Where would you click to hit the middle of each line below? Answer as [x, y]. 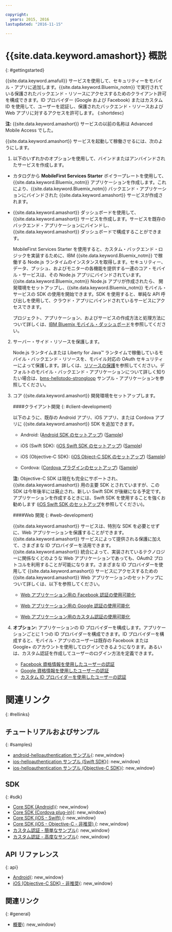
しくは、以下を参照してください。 [66, 584]
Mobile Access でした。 [31, 130]
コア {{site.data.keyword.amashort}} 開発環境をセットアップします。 [85, 396]
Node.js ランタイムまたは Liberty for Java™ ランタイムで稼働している [86, 353]
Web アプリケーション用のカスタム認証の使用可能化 [75, 617]
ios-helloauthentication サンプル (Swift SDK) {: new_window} [76, 762]
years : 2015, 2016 [30, 19]
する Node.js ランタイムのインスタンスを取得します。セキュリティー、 [91, 262]
